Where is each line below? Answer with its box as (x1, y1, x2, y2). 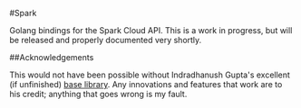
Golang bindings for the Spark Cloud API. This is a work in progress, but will (9, 25, 293, 35)
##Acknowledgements (9, 52, 94, 62)
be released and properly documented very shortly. (9, 35, 202, 45)
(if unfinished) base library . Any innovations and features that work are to (9, 79, 283, 89)
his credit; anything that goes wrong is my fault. (9, 89, 188, 99)
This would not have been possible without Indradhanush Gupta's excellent (9, 69, 290, 80)
